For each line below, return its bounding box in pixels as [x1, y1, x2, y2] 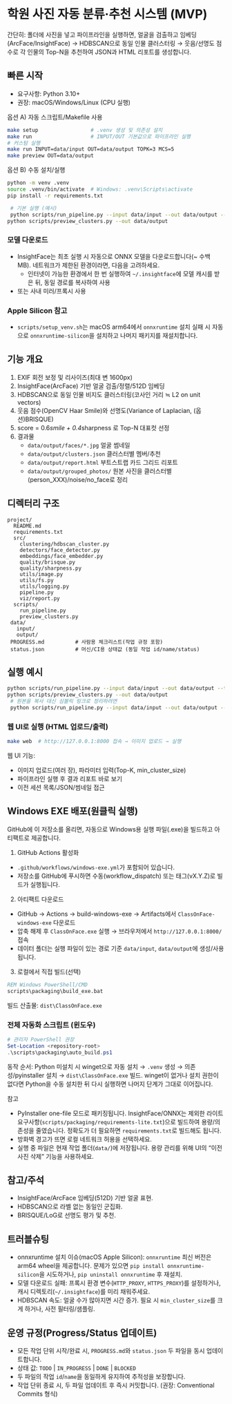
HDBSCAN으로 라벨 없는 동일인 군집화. [17, 1202, 123, 1211]
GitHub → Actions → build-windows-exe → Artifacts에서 [17, 910, 177, 918]
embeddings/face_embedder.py [19, 552, 104, 559]
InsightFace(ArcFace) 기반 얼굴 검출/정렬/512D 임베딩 [17, 381, 165, 390]
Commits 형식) [17, 1389, 58, 1398]
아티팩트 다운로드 [17, 895, 64, 903]
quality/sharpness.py [19, 564, 81, 572]
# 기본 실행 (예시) [10, 204, 57, 211]
